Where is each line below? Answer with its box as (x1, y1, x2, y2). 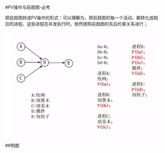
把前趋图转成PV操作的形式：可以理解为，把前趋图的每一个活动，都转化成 (5, 15, 154, 21)
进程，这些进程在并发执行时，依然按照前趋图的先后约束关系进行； (13, 21, 148, 27)
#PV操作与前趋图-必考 (5, 4, 50, 10)
